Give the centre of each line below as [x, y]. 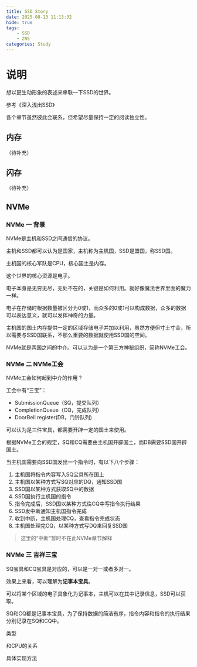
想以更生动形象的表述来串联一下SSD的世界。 [60, 92]
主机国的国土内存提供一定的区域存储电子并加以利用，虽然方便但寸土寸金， [96, 328]
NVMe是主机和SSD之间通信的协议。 [50, 238]
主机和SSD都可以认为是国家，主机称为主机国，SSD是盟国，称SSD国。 [91, 251]
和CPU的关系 [22, 645]
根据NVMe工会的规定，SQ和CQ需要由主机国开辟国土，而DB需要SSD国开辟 [96, 442]
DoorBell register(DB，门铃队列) [53, 418]
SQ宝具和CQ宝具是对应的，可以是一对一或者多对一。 [70, 569]
